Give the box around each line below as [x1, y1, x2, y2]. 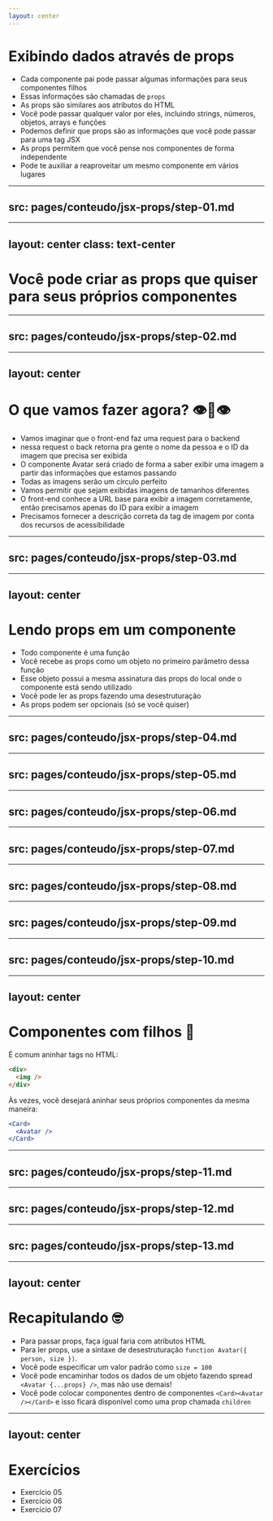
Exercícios [8, 1461, 81, 1479]
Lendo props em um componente [8, 620, 236, 639]
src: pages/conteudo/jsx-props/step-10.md [8, 953, 235, 967]
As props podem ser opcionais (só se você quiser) [19, 699, 189, 709]
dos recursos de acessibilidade [19, 519, 125, 529]
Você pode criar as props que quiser [8, 270, 258, 288]
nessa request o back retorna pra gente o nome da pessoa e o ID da [19, 441, 249, 452]
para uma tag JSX [19, 134, 81, 144]
